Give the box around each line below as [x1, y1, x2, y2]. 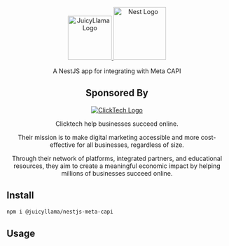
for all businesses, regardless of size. [76, 141, 185, 149]
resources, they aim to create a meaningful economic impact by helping [13, 162, 221, 170]
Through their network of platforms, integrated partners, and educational [12, 154, 222, 162]
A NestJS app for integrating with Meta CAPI [53, 67, 181, 75]
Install [6, 190, 34, 202]
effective [49, 141, 76, 149]
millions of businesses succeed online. [61, 169, 173, 177]
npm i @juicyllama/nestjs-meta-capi [6, 208, 113, 215]
